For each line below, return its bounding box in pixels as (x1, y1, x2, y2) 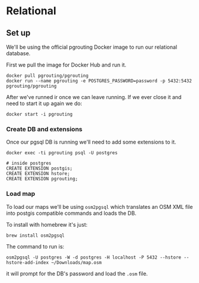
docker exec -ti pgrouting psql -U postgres (6, 150, 118, 156)
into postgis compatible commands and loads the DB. (6, 209, 137, 217)
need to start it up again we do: (6, 100, 82, 107)
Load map (6, 190, 36, 198)
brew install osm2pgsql (6, 233, 65, 239)
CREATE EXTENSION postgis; (6, 166, 73, 171)
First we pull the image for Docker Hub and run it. (6, 61, 127, 68)
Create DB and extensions (6, 125, 83, 133)
